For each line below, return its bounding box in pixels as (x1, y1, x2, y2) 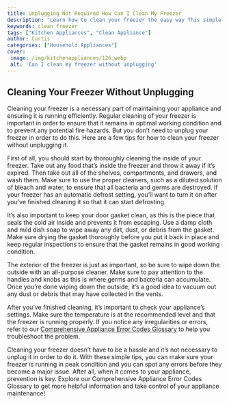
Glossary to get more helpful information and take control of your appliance (7, 382, 219, 391)
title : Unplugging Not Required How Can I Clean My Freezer (7, 10, 183, 17)
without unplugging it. (7, 141, 69, 149)
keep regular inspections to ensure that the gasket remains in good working (7, 241, 220, 249)
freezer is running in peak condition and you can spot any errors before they (7, 361, 222, 369)
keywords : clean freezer (7, 23, 78, 29)
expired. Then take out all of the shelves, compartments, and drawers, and (7, 169, 217, 177)
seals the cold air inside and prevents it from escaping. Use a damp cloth (7, 219, 213, 227)
